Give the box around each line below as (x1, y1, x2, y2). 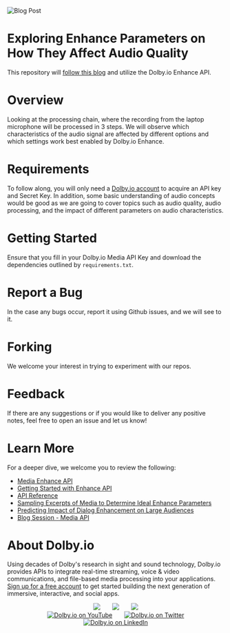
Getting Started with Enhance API (17, 484, 112, 492)
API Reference (17, 491, 59, 500)
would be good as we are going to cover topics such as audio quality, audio (7, 199, 222, 207)
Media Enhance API (17, 476, 73, 485)
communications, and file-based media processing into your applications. (7, 575, 216, 583)
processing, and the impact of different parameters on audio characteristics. (7, 206, 224, 214)
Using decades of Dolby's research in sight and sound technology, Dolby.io (7, 560, 221, 569)
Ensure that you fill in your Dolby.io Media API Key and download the (7, 253, 202, 262)
